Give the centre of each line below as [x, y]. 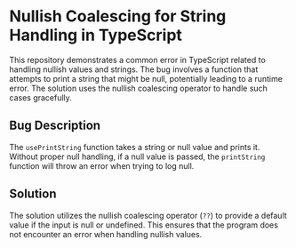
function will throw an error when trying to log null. [102, 165]
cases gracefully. [41, 97]
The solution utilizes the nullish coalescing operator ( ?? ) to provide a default [148, 215]
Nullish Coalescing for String [118, 16]
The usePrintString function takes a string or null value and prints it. [135, 147]
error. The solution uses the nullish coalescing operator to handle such [139, 88]
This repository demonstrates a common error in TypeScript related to [138, 60]
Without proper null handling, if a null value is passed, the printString [137, 156]
